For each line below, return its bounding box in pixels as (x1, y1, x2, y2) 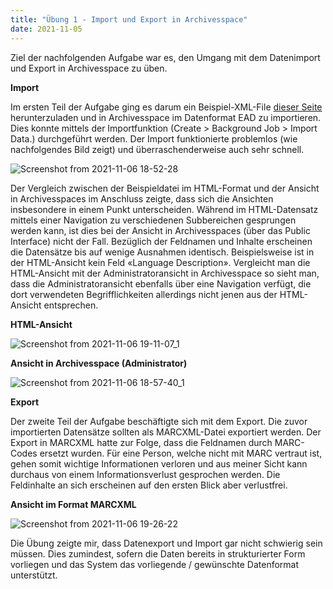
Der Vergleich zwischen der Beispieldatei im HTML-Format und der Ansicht (10, 182, 320, 194)
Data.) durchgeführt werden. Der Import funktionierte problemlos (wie (10, 132, 298, 145)
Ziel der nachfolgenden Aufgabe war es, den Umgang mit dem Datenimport (10, 51, 321, 63)
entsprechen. (43, 299, 99, 311)
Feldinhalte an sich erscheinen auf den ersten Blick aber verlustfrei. (10, 479, 288, 491)
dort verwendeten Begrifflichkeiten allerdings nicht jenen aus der (10, 288, 278, 300)
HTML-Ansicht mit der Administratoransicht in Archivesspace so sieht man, (10, 267, 320, 279)
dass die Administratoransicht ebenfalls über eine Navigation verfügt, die (10, 277, 312, 290)
